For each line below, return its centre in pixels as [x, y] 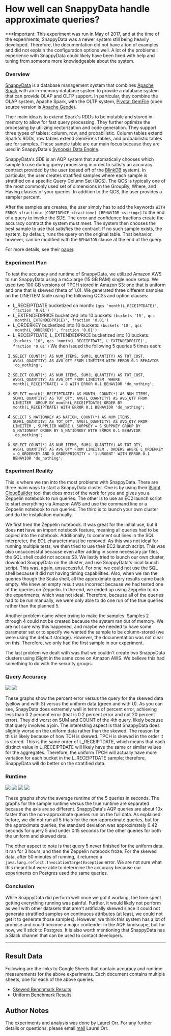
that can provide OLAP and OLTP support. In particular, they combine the [82, 96]
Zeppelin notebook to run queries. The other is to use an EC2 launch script [83, 498]
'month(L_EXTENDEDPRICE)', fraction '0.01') [61, 320]
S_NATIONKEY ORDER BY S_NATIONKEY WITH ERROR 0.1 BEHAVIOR [77, 431]
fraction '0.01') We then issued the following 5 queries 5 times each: [87, 346]
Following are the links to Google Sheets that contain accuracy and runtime [84, 968]
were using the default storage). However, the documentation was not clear [84, 637]
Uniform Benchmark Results [42, 995]
